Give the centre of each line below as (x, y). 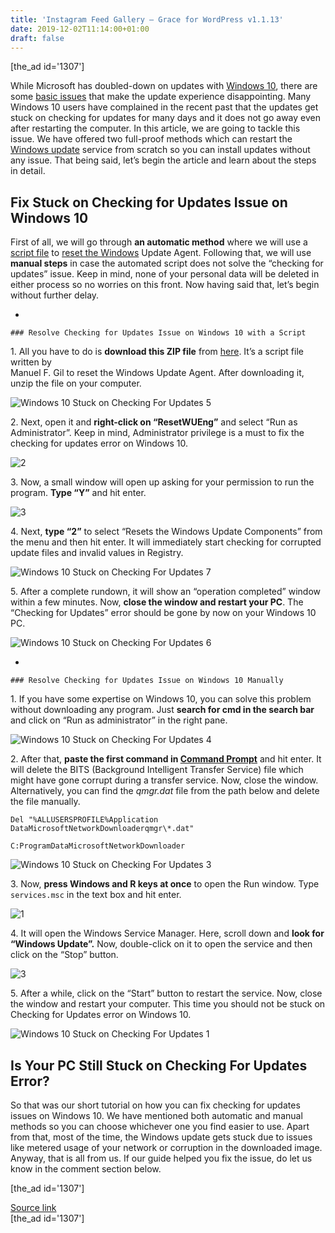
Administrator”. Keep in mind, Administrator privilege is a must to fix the (157, 433)
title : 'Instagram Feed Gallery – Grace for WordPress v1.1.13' (147, 19)
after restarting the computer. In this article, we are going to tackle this (155, 128)
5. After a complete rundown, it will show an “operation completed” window (165, 592)
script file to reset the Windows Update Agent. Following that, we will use (161, 253)
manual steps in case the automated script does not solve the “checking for (167, 263)
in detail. (28, 171)
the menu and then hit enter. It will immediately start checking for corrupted (166, 542)
